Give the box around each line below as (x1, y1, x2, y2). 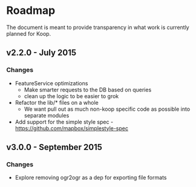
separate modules (24, 111, 70, 119)
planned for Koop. (6, 30, 51, 37)
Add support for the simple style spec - (15, 118, 114, 125)
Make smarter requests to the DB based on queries (24, 86, 152, 93)
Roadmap (6, 4, 56, 18)
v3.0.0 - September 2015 (6, 142, 103, 153)
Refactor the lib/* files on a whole (15, 99, 99, 106)
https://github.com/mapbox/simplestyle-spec (15, 125, 129, 132)
